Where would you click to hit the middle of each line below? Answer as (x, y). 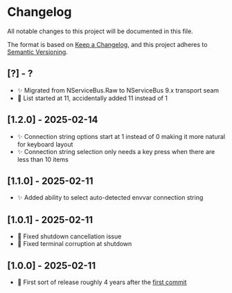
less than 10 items (43, 159)
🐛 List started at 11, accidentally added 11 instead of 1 (92, 98)
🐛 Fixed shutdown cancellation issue (69, 236)
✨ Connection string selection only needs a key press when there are (116, 151)
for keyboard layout (45, 144)
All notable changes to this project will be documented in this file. (100, 31)
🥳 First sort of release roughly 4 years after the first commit (102, 282)
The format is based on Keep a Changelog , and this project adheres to (107, 44)
